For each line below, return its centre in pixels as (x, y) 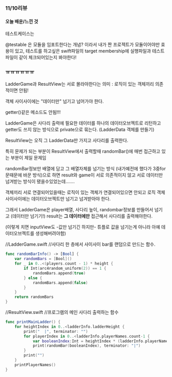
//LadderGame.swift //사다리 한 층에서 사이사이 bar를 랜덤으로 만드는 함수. (80, 244)
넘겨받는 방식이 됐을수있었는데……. (40, 182)
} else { (33, 278)
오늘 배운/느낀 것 (22, 21)
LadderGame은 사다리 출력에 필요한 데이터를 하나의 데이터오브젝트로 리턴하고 (83, 123)
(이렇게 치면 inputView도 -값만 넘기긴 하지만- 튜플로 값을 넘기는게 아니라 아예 (83, 227)
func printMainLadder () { (33, 322)
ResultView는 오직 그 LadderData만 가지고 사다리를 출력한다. (67, 141)
